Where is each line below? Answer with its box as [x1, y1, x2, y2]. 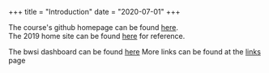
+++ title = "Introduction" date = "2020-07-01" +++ [8, 7, 181, 16]
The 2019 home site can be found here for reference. [8, 32, 186, 41]
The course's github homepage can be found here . [8, 23, 178, 32]
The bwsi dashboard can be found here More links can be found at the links [8, 47, 262, 56]
